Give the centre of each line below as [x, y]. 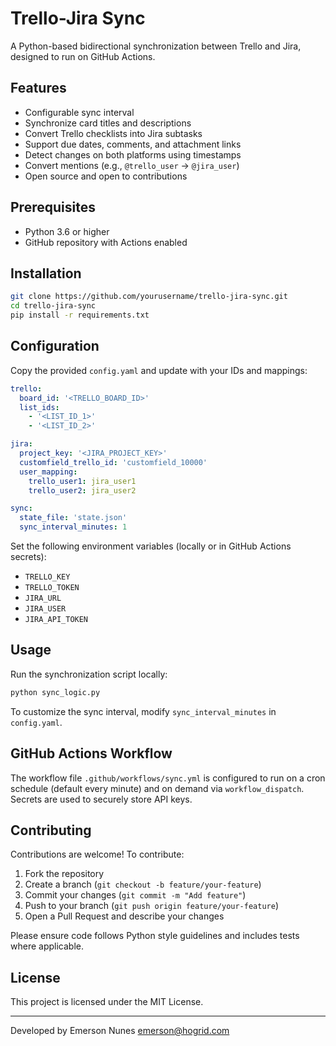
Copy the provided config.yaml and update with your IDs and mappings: [159, 370]
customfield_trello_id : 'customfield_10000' [113, 462]
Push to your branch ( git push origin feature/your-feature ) [151, 906]
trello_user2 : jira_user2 [82, 490]
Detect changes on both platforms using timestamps [133, 154]
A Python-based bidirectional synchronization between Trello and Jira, [156, 46]
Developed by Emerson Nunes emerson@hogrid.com [120, 1031]
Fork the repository [64, 874]
